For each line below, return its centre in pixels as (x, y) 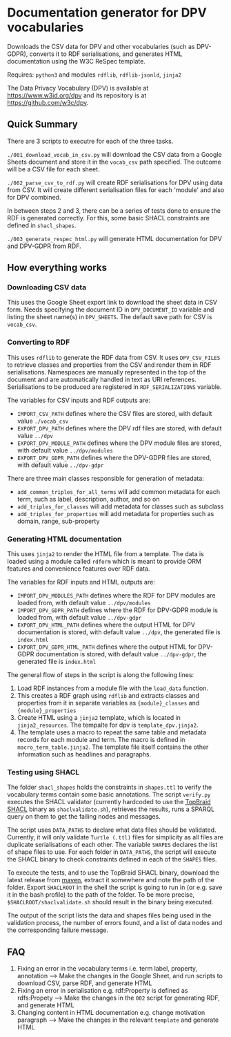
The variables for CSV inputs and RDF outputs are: (79, 400)
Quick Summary (42, 125)
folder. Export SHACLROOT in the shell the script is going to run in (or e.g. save (115, 887)
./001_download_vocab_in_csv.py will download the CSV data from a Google (114, 154)
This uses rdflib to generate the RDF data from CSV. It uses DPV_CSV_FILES (114, 357)
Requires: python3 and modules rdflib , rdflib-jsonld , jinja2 (94, 75)
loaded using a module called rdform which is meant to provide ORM (104, 562)
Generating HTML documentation (64, 539)
